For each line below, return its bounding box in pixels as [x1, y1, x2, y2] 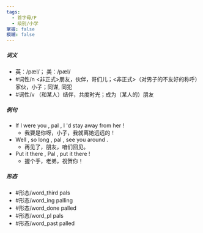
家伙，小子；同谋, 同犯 [15, 83, 72, 91]
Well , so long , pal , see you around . [15, 136, 109, 144]
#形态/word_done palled [15, 204, 76, 212]
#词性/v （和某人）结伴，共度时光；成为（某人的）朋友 [15, 91, 154, 98]
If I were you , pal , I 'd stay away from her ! [15, 122, 124, 129]
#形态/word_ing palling [15, 197, 73, 204]
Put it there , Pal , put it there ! [15, 150, 90, 158]
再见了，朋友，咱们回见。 [24, 143, 89, 150]
